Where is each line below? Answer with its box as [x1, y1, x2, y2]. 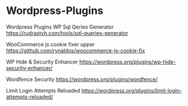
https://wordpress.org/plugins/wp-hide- [79, 58, 176, 65]
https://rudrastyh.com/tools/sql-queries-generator [6, 29, 129, 36]
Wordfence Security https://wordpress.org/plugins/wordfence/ [6, 76, 158, 83]
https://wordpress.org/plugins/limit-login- [81, 87, 182, 94]
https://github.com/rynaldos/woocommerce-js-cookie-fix [6, 47, 145, 54]
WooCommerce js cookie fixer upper [6, 41, 95, 48]
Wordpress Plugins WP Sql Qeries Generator [6, 23, 114, 30]
